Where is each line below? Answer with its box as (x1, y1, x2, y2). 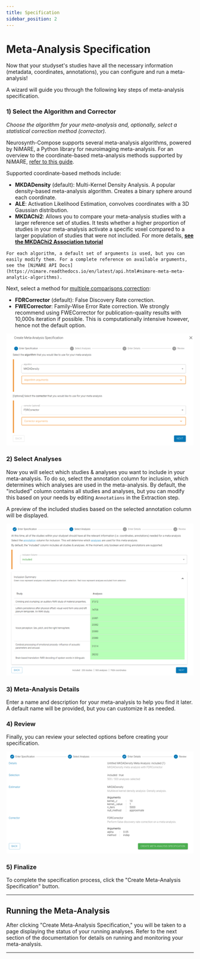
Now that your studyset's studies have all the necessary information (6, 62, 173, 69)
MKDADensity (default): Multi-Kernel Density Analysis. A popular (14, 181, 176, 188)
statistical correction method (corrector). (6, 127, 107, 134)
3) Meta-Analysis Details (6, 685, 80, 693)
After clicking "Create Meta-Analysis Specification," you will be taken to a (6, 921, 186, 929)
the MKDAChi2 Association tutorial (14, 238, 103, 245)
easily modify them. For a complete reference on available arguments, (6, 256, 187, 262)
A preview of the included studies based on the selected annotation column (6, 505, 192, 512)
